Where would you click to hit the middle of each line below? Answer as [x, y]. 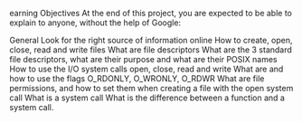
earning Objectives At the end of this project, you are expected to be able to [151, 13]
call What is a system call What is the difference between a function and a [147, 98]
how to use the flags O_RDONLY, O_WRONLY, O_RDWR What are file [137, 79]
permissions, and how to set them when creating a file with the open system [151, 88]
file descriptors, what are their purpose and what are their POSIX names [143, 59]
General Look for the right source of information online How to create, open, [151, 40]
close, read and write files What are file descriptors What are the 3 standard [151, 50]
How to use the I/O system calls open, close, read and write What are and [146, 69]
